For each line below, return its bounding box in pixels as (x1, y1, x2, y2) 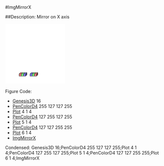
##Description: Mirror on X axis (5, 14, 70, 19)
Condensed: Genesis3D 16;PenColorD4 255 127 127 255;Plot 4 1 (5, 145, 137, 151)
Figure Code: (5, 88, 32, 94)
